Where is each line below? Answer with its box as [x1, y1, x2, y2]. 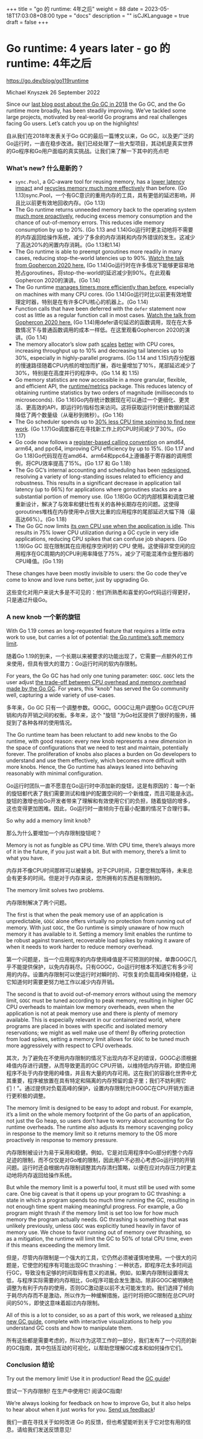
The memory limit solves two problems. [6, 886, 105, 893]
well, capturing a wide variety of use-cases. [6, 691, 116, 699]
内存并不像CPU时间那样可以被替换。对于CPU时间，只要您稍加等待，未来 [6, 867, 188, 874]
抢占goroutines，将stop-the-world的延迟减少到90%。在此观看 [14, 269, 171, 276]
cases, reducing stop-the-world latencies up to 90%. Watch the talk [14, 255, 184, 262]
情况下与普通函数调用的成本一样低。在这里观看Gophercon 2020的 [20, 326, 185, 334]
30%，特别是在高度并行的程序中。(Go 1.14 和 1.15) [14, 370, 140, 377]
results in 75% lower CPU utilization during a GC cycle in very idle [14, 529, 179, 537]
